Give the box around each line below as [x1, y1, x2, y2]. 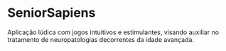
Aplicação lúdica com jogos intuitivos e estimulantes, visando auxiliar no [7, 28, 219, 36]
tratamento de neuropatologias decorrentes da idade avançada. [7, 35, 194, 43]
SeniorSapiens [7, 5, 96, 21]
